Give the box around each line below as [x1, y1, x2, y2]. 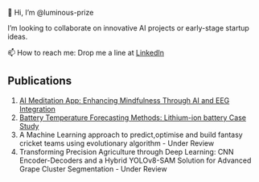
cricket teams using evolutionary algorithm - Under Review [18, 138, 215, 148]
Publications [7, 74, 72, 88]
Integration [18, 104, 55, 114]
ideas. [7, 32, 28, 41]
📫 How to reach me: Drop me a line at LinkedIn [7, 48, 164, 57]
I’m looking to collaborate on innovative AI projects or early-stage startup [7, 23, 250, 32]
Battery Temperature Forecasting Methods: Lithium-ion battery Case [18, 113, 247, 122]
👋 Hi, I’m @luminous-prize [7, 8, 94, 17]
